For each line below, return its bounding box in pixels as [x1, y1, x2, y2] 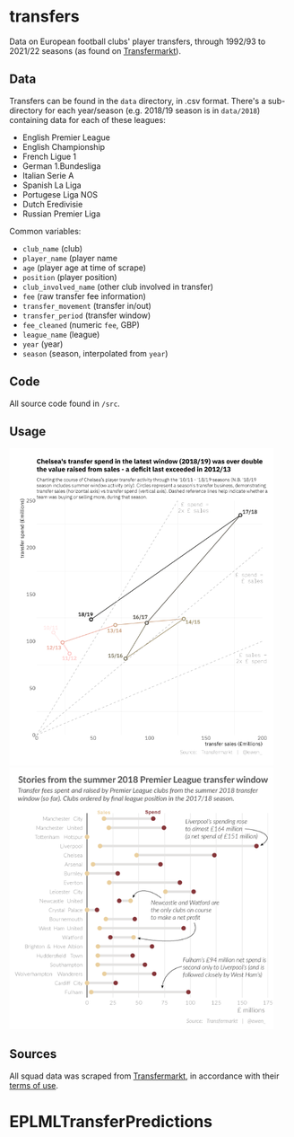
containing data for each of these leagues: [9, 114, 166, 125]
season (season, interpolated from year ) [22, 348, 169, 358]
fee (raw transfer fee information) [22, 290, 146, 302]
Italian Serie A [22, 170, 74, 181]
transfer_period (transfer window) [22, 310, 151, 321]
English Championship [22, 141, 106, 152]
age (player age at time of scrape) [22, 262, 146, 273]
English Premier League [22, 132, 110, 143]
